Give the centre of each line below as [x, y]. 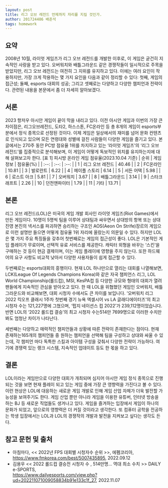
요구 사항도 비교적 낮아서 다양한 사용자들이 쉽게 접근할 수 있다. [75, 257]
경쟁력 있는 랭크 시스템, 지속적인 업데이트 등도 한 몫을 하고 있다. [76, 347]
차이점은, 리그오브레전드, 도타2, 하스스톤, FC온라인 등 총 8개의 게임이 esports [81, 127]
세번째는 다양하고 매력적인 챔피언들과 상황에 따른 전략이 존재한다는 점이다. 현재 [82, 329]
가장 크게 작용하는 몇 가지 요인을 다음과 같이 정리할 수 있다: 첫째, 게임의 [93, 77]
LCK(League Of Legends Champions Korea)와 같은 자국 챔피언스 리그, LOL [80, 274]
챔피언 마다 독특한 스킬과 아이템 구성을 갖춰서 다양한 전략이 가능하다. [88, 341]
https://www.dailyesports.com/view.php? [55, 475]
